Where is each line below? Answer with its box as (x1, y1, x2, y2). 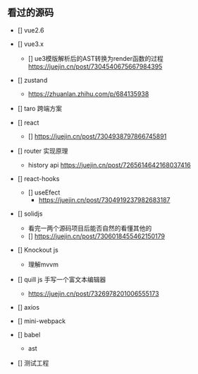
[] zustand (17, 76, 48, 84)
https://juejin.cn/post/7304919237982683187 (38, 195, 171, 204)
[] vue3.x (17, 40, 44, 48)
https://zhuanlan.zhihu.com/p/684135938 (27, 89, 149, 98)
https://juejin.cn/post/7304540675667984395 (27, 62, 163, 71)
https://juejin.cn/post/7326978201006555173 (27, 289, 160, 298)
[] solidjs (17, 209, 43, 218)
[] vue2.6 (17, 25, 44, 34)
